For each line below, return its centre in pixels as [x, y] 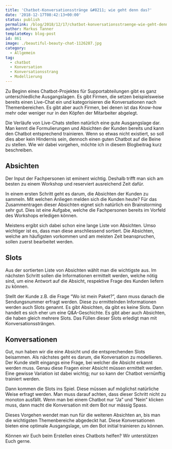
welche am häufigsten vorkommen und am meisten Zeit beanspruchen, [80, 236]
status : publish [23, 19]
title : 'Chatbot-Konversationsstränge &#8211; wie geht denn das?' [79, 10]
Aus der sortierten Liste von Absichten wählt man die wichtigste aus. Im [81, 270]
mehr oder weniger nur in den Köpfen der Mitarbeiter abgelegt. [72, 113]
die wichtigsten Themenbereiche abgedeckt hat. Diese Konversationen [80, 420]
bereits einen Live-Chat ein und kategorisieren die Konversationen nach [81, 102]
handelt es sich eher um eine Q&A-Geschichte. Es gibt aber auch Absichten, [85, 312]
